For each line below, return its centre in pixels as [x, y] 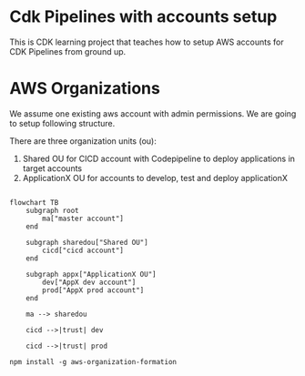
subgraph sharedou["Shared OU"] [87, 242]
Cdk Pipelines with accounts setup [143, 17]
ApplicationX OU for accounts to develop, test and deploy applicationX [155, 178]
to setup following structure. [62, 123]
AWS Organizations [85, 89]
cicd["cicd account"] [83, 250]
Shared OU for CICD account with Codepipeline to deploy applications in [159, 158]
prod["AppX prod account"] [93, 290]
